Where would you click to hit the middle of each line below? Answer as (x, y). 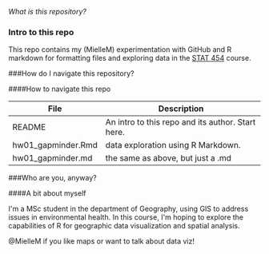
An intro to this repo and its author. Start (181, 122)
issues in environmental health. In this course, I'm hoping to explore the (126, 217)
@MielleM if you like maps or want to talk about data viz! (101, 241)
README (29, 127)
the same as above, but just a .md (169, 158)
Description (181, 109)
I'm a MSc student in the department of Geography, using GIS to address (128, 209)
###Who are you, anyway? (53, 178)
